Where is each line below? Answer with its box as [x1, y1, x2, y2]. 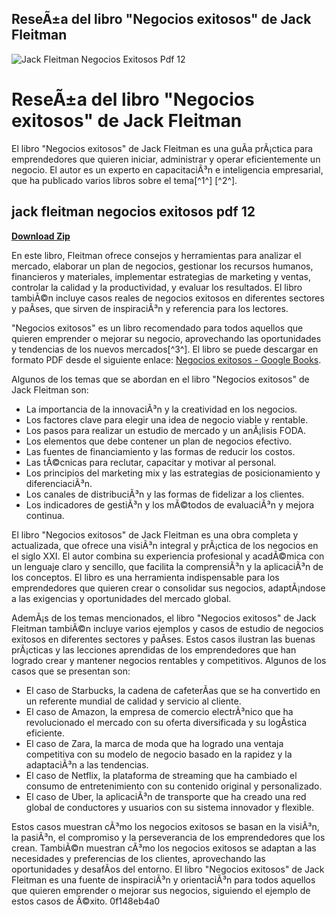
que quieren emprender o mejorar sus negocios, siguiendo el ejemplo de [11, 884, 311, 896]
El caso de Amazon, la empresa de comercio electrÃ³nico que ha [25, 705, 294, 717]
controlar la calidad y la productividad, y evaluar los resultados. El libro [11, 281, 303, 293]
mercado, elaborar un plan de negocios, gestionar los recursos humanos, [11, 260, 314, 272]
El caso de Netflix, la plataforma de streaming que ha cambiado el [25, 769, 298, 781]
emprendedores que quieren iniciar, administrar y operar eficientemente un [11, 153, 321, 165]
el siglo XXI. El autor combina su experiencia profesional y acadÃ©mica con [11, 550, 325, 562]
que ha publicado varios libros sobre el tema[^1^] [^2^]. [11, 174, 238, 186]
